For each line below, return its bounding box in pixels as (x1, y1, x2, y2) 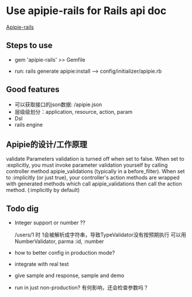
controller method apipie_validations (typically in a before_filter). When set (6, 168, 186, 175)
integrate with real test (14, 261, 69, 268)
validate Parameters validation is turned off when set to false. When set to (6, 156, 184, 163)
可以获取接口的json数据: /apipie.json (14, 101, 102, 108)
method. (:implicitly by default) (6, 187, 80, 194)
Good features (6, 85, 60, 95)
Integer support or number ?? (14, 219, 86, 227)
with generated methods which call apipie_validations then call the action (6, 180, 183, 187)
